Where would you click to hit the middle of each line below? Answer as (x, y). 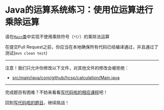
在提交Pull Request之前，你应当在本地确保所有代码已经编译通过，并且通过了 (82, 47)
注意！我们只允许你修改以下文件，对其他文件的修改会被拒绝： (67, 68)
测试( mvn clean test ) (26, 53)
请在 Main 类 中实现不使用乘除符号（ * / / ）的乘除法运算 (57, 37)
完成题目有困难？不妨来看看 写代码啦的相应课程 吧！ (56, 92)
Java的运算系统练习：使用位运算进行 (79, 10)
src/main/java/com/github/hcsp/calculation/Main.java (66, 77)
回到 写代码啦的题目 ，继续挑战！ (37, 102)
